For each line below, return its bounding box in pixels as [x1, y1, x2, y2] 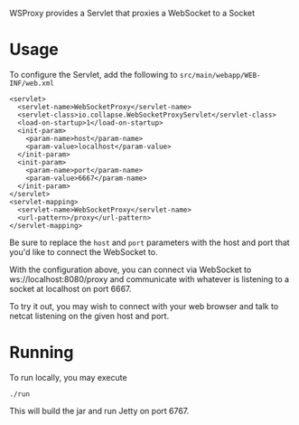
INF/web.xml [9, 79, 54, 88]
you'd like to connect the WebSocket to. [9, 246, 158, 257]
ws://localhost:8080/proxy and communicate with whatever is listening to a [9, 273, 290, 284]
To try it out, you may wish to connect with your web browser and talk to [9, 300, 279, 311]
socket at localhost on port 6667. [9, 283, 132, 294]
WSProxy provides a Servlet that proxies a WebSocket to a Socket [9, 8, 256, 18]
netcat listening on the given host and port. [9, 310, 170, 321]
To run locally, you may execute [9, 372, 128, 382]
